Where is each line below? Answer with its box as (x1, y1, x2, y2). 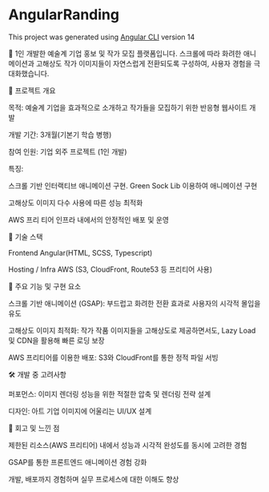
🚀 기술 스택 (8, 232, 43, 241)
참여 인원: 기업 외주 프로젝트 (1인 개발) (8, 147, 127, 156)
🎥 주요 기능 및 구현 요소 (8, 281, 82, 291)
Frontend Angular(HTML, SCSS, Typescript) (8, 248, 153, 257)
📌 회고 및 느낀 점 (8, 423, 60, 433)
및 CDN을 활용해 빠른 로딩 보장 (8, 335, 106, 345)
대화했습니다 (8, 68, 48, 78)
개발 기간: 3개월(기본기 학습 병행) (8, 130, 112, 139)
